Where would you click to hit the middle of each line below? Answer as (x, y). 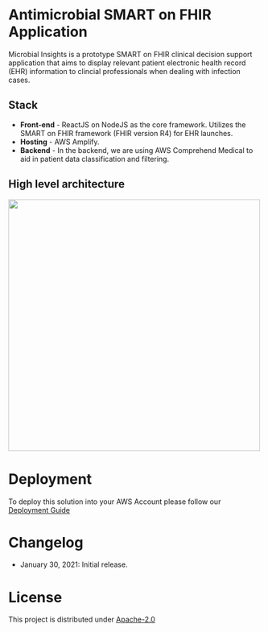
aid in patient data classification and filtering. (95, 159)
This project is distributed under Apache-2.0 (82, 620)
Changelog (46, 542)
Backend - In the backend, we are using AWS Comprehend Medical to (136, 150)
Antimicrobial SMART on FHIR (110, 15)
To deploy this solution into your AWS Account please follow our (115, 502)
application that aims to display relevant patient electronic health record (127, 63)
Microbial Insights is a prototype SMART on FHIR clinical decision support (130, 54)
